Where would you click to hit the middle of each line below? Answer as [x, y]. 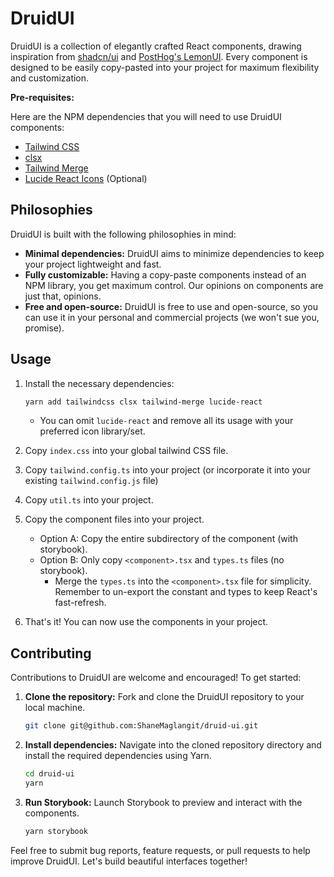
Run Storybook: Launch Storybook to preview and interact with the [163, 802]
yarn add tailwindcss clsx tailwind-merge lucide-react [143, 402]
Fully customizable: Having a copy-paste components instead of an [165, 274]
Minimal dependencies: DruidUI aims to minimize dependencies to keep [174, 253]
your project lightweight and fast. [93, 264]
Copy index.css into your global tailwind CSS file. [126, 451]
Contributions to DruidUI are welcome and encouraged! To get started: [156, 678]
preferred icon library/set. [92, 431]
